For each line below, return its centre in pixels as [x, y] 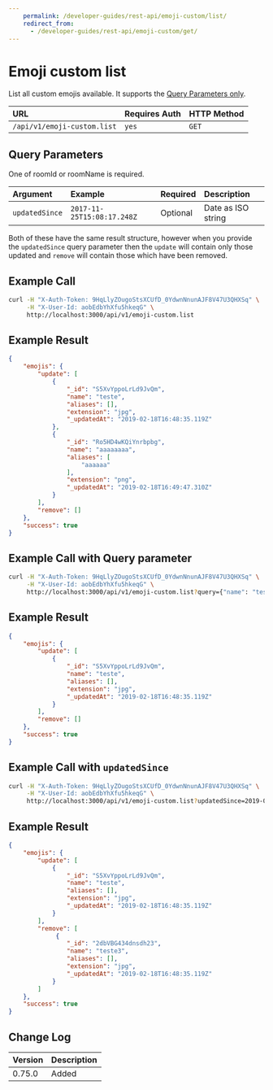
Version [28, 1060]
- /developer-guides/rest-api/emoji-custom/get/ [114, 31]
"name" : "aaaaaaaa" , [101, 449]
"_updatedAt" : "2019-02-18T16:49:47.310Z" [139, 488]
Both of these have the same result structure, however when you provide [130, 238]
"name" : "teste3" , [97, 951]
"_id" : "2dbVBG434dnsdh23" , [114, 944]
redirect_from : [49, 24]
